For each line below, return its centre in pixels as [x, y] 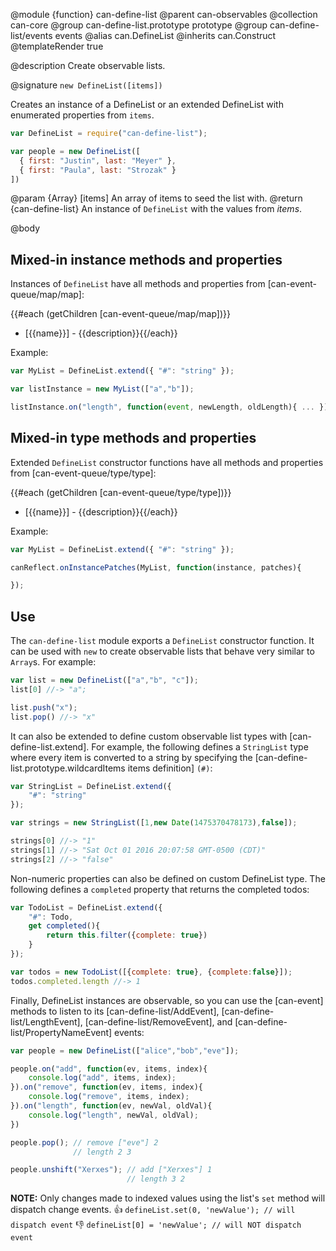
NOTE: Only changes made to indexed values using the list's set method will [168, 1198]
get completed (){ [64, 926]
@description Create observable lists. [88, 65]
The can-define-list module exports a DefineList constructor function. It [162, 641]
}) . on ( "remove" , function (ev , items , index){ [106, 1087]
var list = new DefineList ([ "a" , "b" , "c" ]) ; [104, 680]
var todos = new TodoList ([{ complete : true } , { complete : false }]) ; [151, 972]
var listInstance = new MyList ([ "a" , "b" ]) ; [102, 389]
